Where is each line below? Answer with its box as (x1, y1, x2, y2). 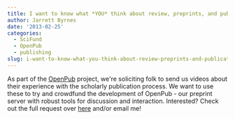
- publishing (13, 49, 52, 56)
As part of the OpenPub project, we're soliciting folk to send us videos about (7, 74, 228, 83)
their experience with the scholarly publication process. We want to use (7, 81, 214, 90)
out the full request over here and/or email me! (7, 104, 141, 112)
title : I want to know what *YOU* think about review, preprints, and (7, 10, 218, 17)
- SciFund (13, 36, 42, 43)
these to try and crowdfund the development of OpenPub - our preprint (7, 89, 213, 97)
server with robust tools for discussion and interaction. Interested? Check (7, 97, 219, 105)
